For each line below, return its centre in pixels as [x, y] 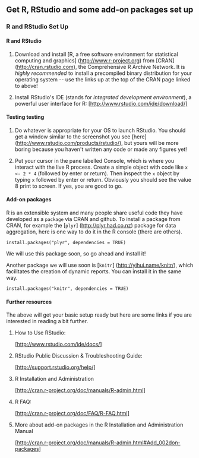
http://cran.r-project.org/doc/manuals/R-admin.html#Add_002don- [99, 443]
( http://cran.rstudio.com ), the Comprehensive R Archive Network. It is [100, 67]
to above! [26, 86]
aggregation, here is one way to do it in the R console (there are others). [94, 232]
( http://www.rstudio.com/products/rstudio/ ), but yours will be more [97, 143]
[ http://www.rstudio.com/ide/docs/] [58, 345]
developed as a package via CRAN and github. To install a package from [94, 219]
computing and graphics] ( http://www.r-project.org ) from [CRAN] [94, 60]
